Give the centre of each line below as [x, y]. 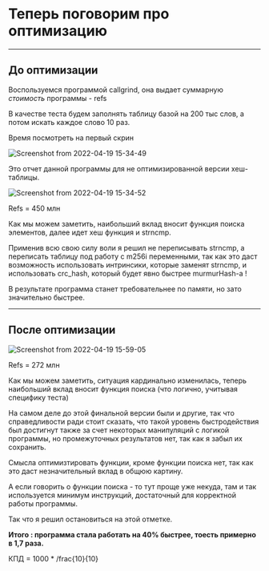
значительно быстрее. [47, 297]
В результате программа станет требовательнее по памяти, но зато [125, 288]
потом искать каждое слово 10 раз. [69, 122]
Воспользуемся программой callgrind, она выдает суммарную [116, 90]
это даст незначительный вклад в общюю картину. [96, 471]
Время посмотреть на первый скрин [71, 138]
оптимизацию [58, 31]
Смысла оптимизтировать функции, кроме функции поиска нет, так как [131, 462]
